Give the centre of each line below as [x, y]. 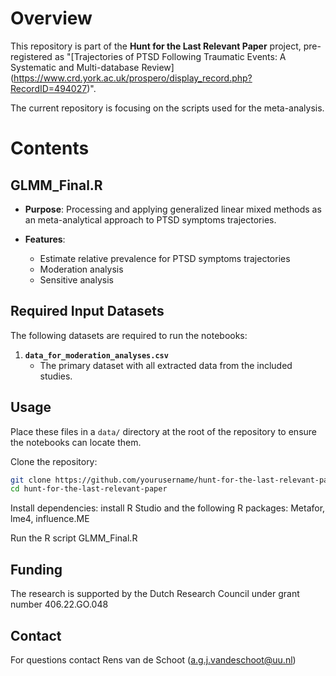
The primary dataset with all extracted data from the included [166, 365]
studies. [56, 376]
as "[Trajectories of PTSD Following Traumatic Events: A [170, 56]
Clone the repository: [54, 461]
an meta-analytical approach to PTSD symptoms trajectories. [150, 219]
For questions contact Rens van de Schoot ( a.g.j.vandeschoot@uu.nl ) [153, 659]
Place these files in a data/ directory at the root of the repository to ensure [163, 431]
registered [31, 56]
